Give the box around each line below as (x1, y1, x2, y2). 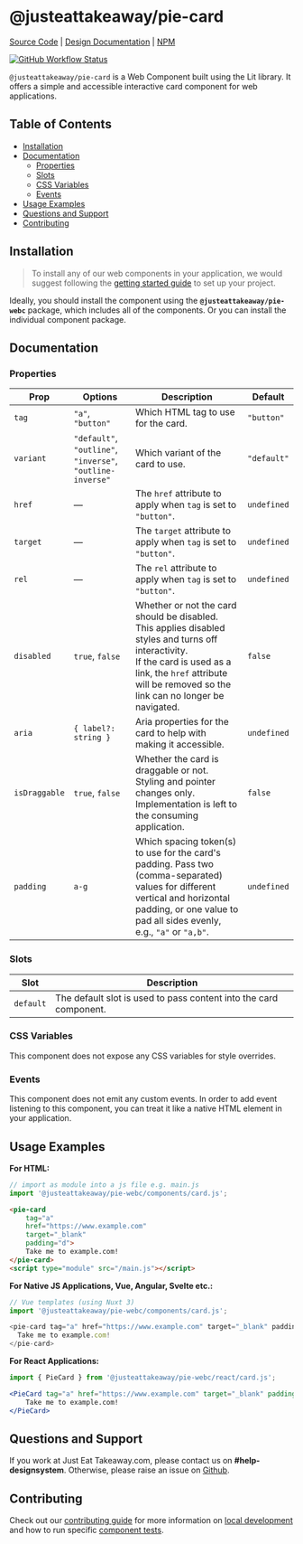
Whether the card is (134, 753, 219, 766)
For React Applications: (9, 1356, 99, 1367)
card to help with (134, 727, 207, 739)
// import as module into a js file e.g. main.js (9, 1180, 200, 1190)
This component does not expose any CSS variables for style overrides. (9, 1050, 277, 1061)
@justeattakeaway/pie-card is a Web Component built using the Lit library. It (9, 71, 291, 82)
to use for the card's (134, 847, 221, 860)
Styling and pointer (134, 776, 216, 788)
